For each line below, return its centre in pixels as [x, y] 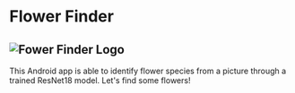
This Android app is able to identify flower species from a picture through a [148, 71]
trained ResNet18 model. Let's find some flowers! [100, 80]
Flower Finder [62, 17]
